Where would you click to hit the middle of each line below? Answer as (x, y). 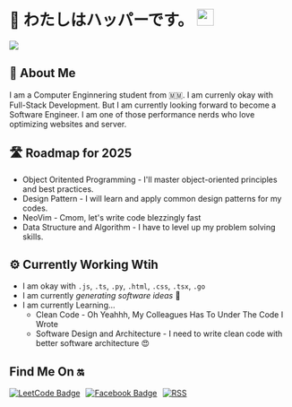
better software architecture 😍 (93, 343)
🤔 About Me (43, 73)
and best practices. (58, 189)
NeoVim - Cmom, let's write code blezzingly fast (112, 217)
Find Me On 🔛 (47, 372)
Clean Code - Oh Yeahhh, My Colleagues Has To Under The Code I (159, 315)
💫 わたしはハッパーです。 (102, 20)
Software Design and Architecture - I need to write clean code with (159, 333)
